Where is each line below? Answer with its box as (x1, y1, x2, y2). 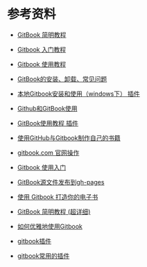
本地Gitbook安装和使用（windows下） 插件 (17, 89, 140, 98)
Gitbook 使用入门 (17, 163, 67, 171)
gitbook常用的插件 (17, 251, 70, 260)
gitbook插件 (17, 236, 52, 245)
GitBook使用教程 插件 (17, 119, 78, 127)
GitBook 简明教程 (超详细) (17, 207, 91, 216)
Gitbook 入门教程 (17, 45, 67, 53)
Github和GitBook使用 (17, 104, 78, 112)
